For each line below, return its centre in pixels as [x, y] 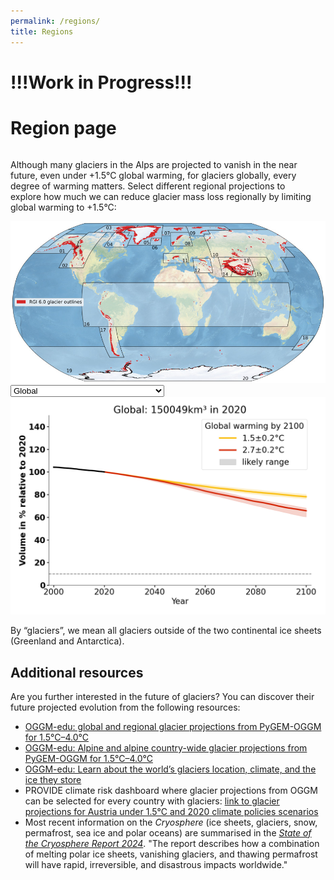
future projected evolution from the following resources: [125, 707]
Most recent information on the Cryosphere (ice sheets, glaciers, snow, [171, 822]
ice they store [53, 779]
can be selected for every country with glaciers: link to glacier [152, 801]
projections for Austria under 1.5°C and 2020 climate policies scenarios [171, 811]
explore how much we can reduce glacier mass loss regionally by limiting [161, 196]
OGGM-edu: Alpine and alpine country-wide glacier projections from [166, 747]
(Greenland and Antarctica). [67, 641]
